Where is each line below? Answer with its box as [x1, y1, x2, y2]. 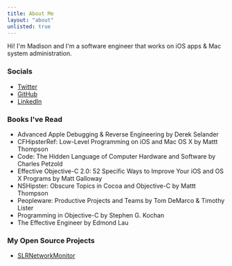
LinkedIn [17, 97, 42, 105]
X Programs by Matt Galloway [17, 174, 102, 182]
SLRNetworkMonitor [17, 251, 75, 260]
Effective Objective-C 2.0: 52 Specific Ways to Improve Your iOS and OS [17, 167, 224, 175]
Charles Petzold [17, 159, 64, 168]
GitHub [17, 89, 38, 98]
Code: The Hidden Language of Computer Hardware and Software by [17, 152, 216, 160]
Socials [7, 66, 33, 76]
